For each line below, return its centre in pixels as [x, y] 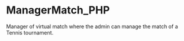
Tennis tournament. [30, 32]
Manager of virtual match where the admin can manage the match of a [92, 26]
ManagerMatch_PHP [58, 10]
